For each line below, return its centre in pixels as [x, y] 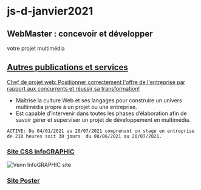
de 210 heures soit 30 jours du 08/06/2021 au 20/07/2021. [85, 136]
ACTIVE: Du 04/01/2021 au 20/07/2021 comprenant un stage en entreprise [101, 131]
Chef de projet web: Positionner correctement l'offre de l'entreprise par [96, 82]
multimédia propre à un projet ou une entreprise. [76, 107]
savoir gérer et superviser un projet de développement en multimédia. [103, 119]
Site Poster [23, 181]
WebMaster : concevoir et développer [80, 34]
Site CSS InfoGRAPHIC [41, 152]
